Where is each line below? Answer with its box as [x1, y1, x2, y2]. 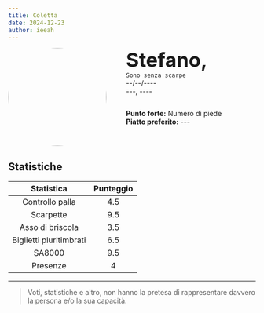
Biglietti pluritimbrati [12, 235, 86, 246]
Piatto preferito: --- [126, 117, 191, 126]
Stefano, [126, 48, 208, 73]
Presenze [31, 260, 67, 271]
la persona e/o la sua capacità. [27, 296, 127, 306]
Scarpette [31, 209, 68, 220]
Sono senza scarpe [126, 71, 186, 79]
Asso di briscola [19, 222, 79, 233]
